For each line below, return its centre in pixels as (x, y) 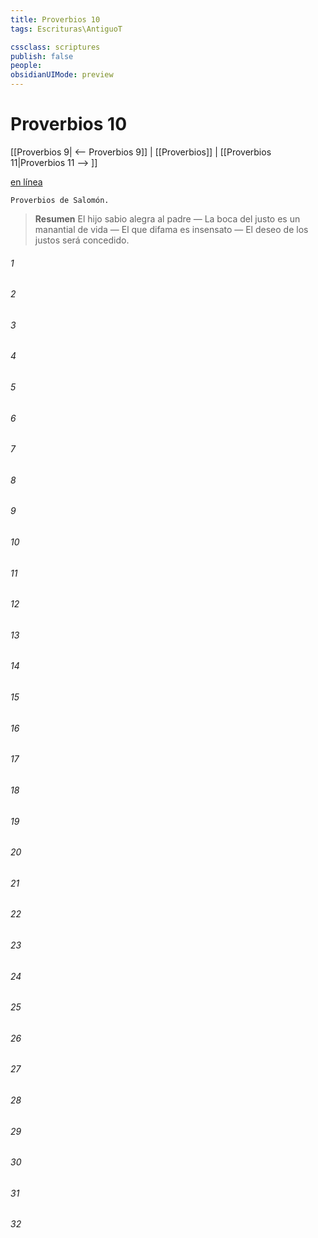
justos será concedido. (82, 240)
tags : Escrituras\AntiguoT (66, 29)
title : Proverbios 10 (55, 19)
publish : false (42, 56)
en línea (26, 182)
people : (26, 66)
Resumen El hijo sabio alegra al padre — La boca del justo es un (167, 218)
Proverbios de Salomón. (60, 200)
